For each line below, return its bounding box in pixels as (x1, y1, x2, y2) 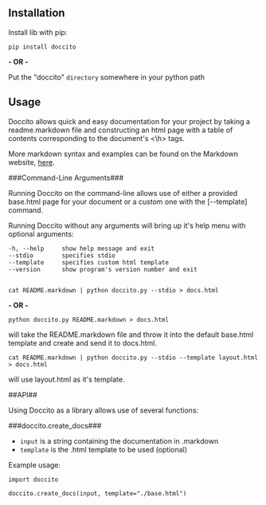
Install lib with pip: (8, 27, 68, 37)
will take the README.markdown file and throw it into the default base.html (8, 330, 254, 339)
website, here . (8, 157, 55, 166)
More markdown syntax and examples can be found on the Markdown (8, 149, 239, 159)
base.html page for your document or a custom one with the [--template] (8, 197, 248, 206)
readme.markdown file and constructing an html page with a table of (8, 125, 233, 135)
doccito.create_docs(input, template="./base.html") (8, 489, 187, 497)
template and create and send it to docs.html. (8, 338, 158, 347)
